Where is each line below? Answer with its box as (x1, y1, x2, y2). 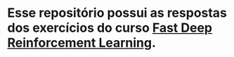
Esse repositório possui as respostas (7, 5, 227, 21)
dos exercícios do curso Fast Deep (7, 20, 213, 36)
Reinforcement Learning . (7, 35, 157, 51)
